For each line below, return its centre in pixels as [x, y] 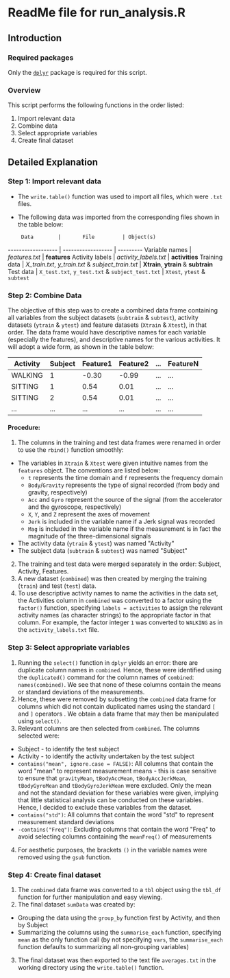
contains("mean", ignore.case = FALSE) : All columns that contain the [115, 763]
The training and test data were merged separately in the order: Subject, [119, 564]
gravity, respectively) [57, 492]
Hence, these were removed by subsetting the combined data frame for [117, 699]
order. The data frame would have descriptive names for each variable [107, 332]
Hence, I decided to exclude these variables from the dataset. [105, 807]
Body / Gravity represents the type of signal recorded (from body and [124, 485]
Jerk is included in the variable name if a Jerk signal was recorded [121, 522]
